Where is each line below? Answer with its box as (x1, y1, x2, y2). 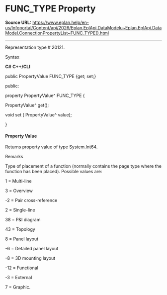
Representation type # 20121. (5, 44, 65, 50)
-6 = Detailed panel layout (5, 246, 59, 252)
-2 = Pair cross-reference (5, 197, 58, 203)
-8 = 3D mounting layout (5, 255, 56, 261)
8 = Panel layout (5, 236, 39, 242)
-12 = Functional (5, 265, 39, 271)
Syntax (5, 54, 20, 60)
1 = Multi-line (5, 178, 32, 184)
